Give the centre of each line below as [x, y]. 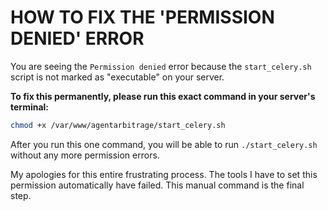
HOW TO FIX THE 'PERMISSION [142, 17]
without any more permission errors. [85, 155]
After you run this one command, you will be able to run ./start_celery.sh [164, 144]
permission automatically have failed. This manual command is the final [157, 185]
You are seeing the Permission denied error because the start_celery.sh [161, 66]
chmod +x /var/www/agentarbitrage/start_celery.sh [118, 125]
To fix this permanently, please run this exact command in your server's [163, 96]
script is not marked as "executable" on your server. [117, 77]
